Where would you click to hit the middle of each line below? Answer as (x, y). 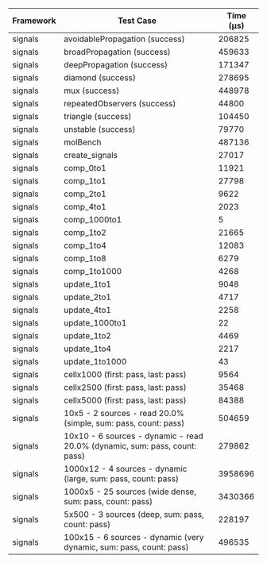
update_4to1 (87, 310)
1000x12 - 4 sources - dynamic (125, 469)
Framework (34, 21)
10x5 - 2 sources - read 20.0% (124, 413)
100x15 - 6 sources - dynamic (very (133, 537)
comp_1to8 (85, 258)
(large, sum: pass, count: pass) (121, 478)
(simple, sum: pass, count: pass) (124, 423)
